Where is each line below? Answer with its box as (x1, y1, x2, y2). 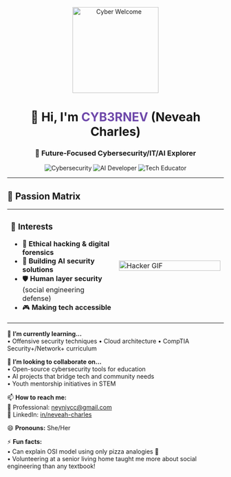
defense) (22, 293, 52, 303)
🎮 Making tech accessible (22, 302, 111, 312)
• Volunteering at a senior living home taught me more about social (7, 455, 197, 463)
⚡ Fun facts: (7, 438, 43, 446)
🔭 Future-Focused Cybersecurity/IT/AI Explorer (34, 148, 197, 158)
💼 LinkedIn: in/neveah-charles (7, 410, 92, 419)
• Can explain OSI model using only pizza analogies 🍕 (7, 447, 159, 456)
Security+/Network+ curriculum (7, 344, 98, 353)
